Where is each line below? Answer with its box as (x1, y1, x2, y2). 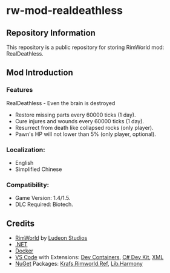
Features (6, 86, 33, 94)
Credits (6, 218, 35, 228)
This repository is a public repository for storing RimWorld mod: (6, 43, 165, 51)
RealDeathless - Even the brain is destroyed (6, 99, 116, 106)
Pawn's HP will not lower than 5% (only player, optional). (15, 130, 156, 138)
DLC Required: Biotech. (15, 201, 74, 208)
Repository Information (6, 28, 96, 38)
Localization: (6, 146, 45, 154)
